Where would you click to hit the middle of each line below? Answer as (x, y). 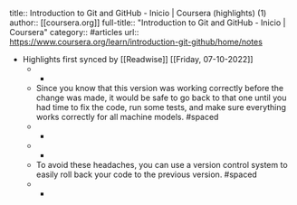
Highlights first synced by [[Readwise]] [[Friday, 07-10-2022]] (138, 59)
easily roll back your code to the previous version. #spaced (147, 174)
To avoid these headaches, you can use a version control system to (162, 165)
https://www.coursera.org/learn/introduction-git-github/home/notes (136, 42)
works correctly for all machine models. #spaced (127, 117)
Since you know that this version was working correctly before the (159, 88)
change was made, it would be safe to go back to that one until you (161, 98)
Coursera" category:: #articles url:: (74, 32)
